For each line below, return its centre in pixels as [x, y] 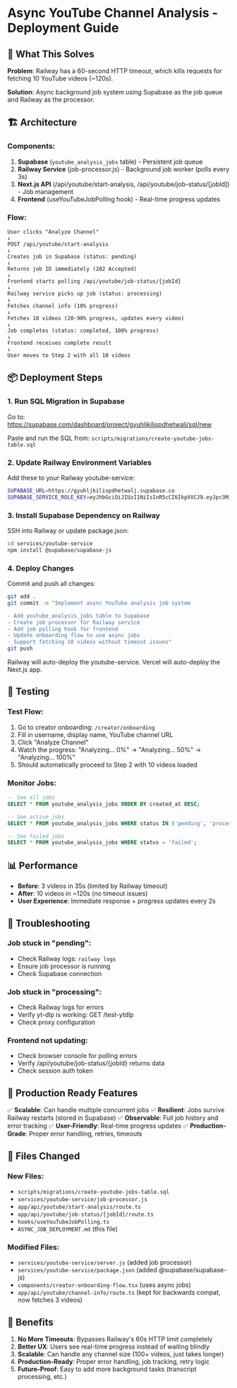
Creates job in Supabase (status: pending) [72, 256]
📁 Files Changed [44, 1156]
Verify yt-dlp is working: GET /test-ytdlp [75, 1015]
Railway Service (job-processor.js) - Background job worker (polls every [123, 169]
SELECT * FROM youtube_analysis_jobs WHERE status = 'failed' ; [102, 843]
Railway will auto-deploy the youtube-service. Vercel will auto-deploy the [114, 662]
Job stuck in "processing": [55, 992]
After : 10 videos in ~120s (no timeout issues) [83, 894]
